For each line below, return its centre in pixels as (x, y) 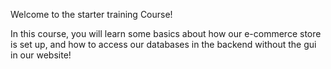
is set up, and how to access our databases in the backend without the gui (163, 44)
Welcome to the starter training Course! (91, 14)
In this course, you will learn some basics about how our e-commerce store (166, 33)
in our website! (41, 55)
